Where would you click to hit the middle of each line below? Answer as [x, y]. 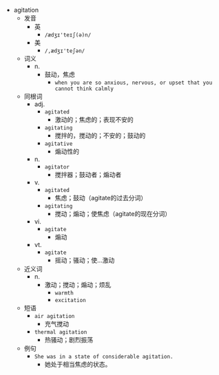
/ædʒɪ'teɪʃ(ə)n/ [68, 35]
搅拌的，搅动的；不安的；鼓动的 [100, 136]
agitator [57, 167]
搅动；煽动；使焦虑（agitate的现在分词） [113, 214]
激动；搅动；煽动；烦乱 [78, 285]
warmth [64, 293]
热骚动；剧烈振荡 [69, 340]
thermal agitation [61, 332]
